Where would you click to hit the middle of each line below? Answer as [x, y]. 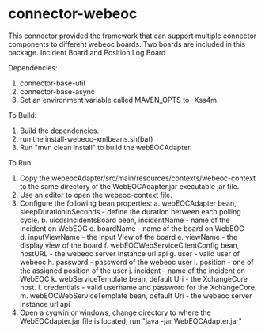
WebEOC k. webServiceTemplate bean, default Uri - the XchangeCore [133, 278]
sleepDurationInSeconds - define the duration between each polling [130, 211]
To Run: [21, 162]
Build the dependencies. [59, 131]
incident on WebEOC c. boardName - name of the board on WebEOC [132, 228]
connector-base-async [57, 91]
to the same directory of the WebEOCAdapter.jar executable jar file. [129, 186]
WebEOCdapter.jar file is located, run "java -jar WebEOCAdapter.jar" [131, 320]
